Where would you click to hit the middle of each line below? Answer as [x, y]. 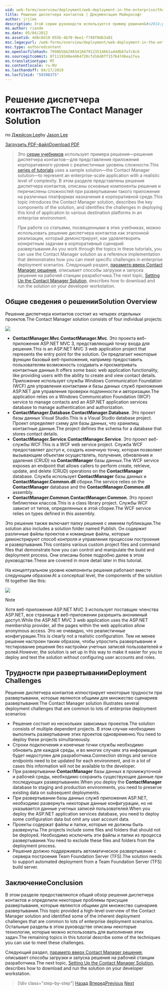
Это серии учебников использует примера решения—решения [85, 154]
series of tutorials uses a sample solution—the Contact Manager [83, 170]
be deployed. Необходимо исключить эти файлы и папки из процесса [87, 835]
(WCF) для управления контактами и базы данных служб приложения [87, 386]
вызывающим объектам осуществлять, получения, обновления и [82, 455]
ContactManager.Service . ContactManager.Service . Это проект [80, 439]
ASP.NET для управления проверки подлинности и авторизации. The [85, 391]
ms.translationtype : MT [30, 61]
